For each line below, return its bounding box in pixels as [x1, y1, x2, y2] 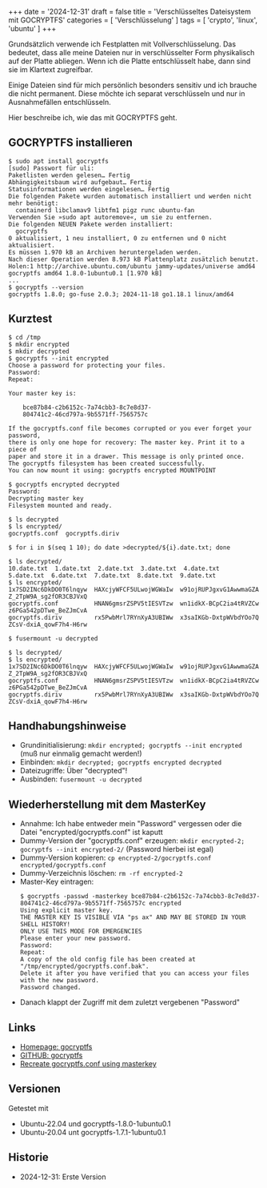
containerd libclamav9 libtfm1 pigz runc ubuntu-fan [15, 206, 195, 215]
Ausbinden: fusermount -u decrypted [19, 774, 142, 784]
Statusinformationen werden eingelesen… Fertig [8, 185, 170, 193]
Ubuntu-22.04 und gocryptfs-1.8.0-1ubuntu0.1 [19, 1118, 171, 1128]
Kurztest [8, 312, 53, 326]
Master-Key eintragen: [19, 877, 94, 887]
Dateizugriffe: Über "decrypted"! [19, 766, 128, 776]
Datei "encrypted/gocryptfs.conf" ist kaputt [19, 828, 164, 837]
